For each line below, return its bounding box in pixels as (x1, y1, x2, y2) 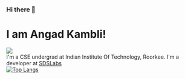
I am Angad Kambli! (6, 28, 106, 41)
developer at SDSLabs (6, 59, 62, 66)
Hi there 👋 (6, 5, 36, 14)
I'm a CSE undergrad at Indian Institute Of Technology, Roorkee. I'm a (6, 53, 180, 60)
